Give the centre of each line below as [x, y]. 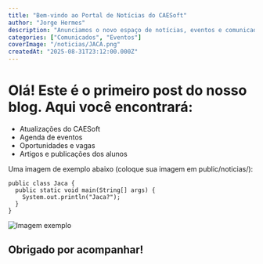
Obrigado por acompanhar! [76, 250]
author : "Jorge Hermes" [47, 23]
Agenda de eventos [51, 137]
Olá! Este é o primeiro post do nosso [128, 90]
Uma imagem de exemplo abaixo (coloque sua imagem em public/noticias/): [131, 168]
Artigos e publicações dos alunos [73, 154]
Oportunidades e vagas [57, 145]
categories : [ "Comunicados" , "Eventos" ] [75, 37]
